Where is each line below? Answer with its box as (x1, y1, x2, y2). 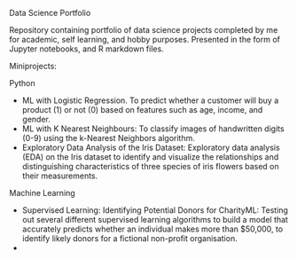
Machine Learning (9, 188, 75, 198)
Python (9, 78, 35, 88)
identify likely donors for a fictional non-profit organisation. (21, 233, 238, 243)
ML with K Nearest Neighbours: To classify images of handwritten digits (21, 123, 285, 134)
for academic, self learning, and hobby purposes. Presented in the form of (9, 35, 281, 44)
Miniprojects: (9, 61, 58, 71)
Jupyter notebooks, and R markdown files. (9, 43, 164, 54)
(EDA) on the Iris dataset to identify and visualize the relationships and (21, 152, 279, 162)
